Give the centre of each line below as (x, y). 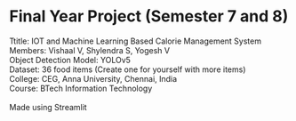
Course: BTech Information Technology (81, 88)
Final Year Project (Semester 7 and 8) (149, 16)
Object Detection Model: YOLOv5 (70, 60)
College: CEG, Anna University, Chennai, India (93, 78)
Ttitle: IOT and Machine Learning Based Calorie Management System (136, 41)
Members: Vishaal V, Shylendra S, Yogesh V (90, 50)
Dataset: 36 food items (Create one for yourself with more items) (128, 69)
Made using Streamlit (48, 107)
